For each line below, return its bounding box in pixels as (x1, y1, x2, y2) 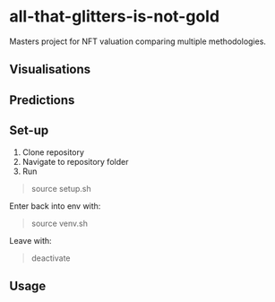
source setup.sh (30, 183, 91, 194)
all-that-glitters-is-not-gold (9, 6, 220, 27)
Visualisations (9, 62, 91, 77)
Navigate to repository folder (21, 156, 129, 167)
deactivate (30, 253, 71, 263)
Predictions (9, 92, 75, 108)
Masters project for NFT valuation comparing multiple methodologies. (9, 36, 267, 47)
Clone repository (21, 146, 85, 158)
